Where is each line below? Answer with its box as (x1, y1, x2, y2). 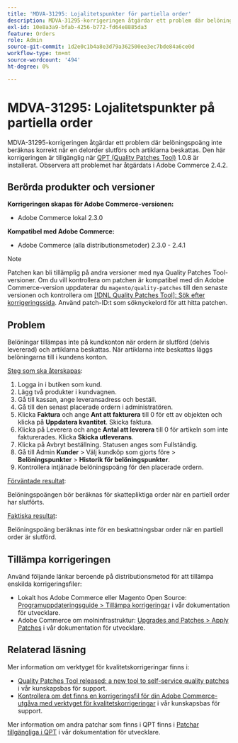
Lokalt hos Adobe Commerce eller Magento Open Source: (17, 594, 187, 601)
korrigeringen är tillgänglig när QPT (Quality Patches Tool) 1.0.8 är (7, 153, 200, 161)
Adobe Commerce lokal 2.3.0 (17, 214, 103, 222)
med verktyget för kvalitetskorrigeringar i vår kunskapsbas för (39, 698, 221, 708)
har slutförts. (7, 498, 45, 507)
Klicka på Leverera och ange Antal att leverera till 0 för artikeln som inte (17, 425, 229, 434)
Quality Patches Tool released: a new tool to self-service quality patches (17, 676, 229, 685)
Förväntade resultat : (7, 477, 67, 485)
